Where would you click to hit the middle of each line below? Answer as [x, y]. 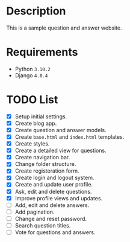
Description [36, 11]
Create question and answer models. [60, 130]
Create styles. [32, 144]
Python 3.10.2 [33, 69]
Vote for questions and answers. [55, 232]
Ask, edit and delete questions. [53, 191]
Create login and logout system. [54, 178]
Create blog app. [36, 123]
